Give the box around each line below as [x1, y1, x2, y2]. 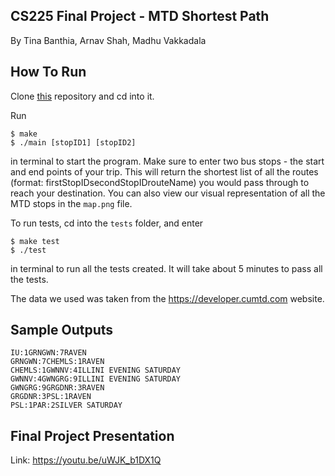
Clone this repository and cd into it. [10, 90, 155, 102]
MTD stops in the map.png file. [10, 197, 133, 209]
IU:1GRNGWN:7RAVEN [10, 348, 87, 358]
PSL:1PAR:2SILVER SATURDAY [10, 400, 123, 411]
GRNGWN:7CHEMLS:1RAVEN [10, 357, 105, 367]
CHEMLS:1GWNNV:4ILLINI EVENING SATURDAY [10, 365, 182, 376]
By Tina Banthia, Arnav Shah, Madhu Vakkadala [10, 34, 207, 46]
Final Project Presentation [10, 427, 175, 444]
